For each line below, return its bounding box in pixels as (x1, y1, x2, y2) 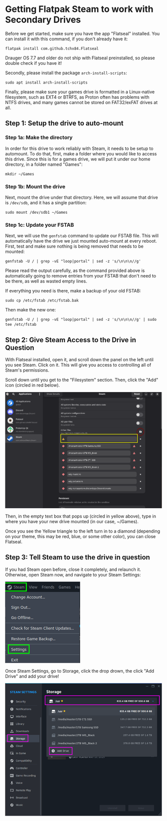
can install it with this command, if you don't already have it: (5, 36, 128, 42)
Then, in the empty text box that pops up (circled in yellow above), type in (5, 513, 157, 519)
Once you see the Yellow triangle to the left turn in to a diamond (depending (5, 528, 161, 534)
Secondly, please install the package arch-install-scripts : (5, 70, 127, 76)
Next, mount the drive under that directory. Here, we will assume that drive (5, 194, 158, 200)
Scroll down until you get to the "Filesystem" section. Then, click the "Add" (5, 377, 159, 383)
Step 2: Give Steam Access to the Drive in (5, 335, 137, 344)
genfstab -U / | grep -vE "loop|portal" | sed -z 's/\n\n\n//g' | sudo (5, 317, 157, 322)
